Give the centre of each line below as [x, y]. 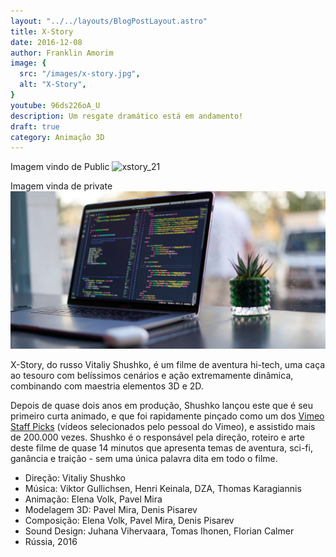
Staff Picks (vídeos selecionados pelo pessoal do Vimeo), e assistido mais [163, 427]
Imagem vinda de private [61, 186]
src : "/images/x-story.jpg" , [80, 74]
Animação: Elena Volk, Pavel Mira [93, 499]
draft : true [35, 126]
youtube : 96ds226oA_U [55, 105]
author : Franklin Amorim [62, 53]
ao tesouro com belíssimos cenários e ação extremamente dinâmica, [152, 376]
